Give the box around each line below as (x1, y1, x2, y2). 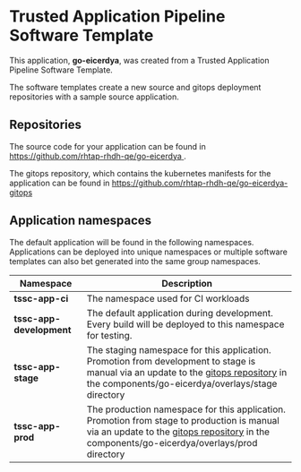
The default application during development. (86, 306, 273, 319)
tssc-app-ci (13, 292, 69, 305)
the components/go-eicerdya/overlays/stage (86, 377, 278, 390)
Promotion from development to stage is (86, 355, 256, 367)
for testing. (86, 329, 133, 341)
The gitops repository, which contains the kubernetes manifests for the (9, 167, 271, 178)
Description (160, 277, 213, 289)
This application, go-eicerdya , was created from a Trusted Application (9, 55, 270, 65)
